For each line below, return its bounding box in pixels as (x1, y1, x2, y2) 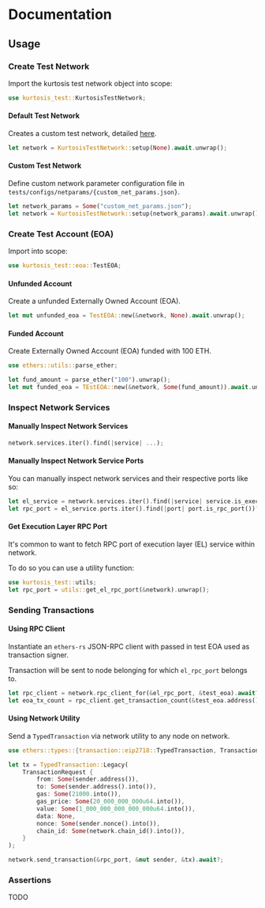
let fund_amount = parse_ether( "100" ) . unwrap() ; (8, 376, 171, 384)
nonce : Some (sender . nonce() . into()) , (36, 819, 160, 827)
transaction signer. (8, 650, 69, 660)
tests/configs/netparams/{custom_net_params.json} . (8, 187, 180, 197)
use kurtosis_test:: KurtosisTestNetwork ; (8, 93, 147, 102)
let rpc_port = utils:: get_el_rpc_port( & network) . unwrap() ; (8, 585, 211, 594)
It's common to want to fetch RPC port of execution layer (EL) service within (8, 539, 255, 549)
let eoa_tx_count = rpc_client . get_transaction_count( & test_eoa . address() (8, 696, 259, 705)
